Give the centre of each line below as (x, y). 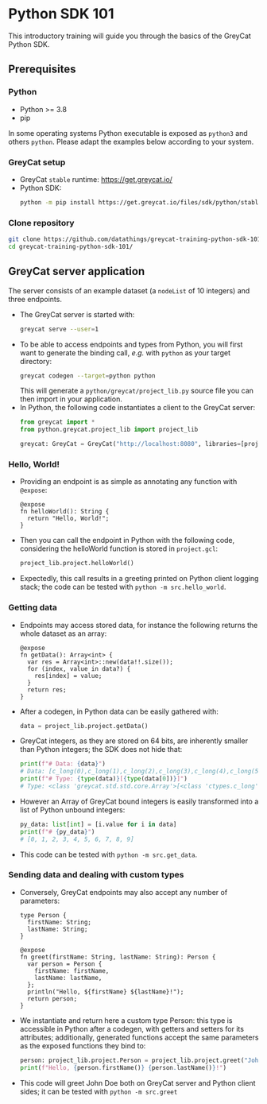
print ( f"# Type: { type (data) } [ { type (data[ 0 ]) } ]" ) (104, 779)
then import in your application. (71, 399)
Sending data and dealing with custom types (96, 875)
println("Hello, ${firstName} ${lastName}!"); (106, 992)
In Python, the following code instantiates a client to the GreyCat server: (137, 408)
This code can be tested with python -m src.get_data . (108, 854)
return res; (47, 690)
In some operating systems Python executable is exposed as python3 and (128, 133)
